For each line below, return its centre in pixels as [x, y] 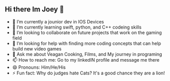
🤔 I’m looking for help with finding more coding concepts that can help [87, 43]
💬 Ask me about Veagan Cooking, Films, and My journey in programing [87, 54]
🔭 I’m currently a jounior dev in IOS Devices [58, 21]
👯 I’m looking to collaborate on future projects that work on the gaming [87, 32]
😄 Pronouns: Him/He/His [39, 67]
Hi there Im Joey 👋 [34, 9]
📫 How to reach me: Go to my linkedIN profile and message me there [86, 60]
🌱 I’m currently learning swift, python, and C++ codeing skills [77, 27]
